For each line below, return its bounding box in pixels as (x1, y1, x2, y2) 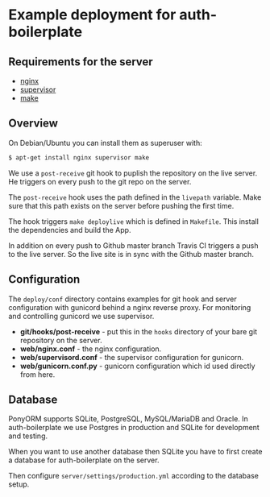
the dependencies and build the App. (8, 225, 131, 234)
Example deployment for (8, 6, 177, 24)
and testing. (8, 431, 48, 441)
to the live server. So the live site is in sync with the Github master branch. (8, 249, 254, 259)
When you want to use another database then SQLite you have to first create (8, 447, 263, 457)
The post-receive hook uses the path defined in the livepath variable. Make (8, 192, 262, 202)
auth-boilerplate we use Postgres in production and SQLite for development (8, 423, 260, 433)
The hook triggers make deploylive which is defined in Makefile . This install (8, 216, 260, 226)
